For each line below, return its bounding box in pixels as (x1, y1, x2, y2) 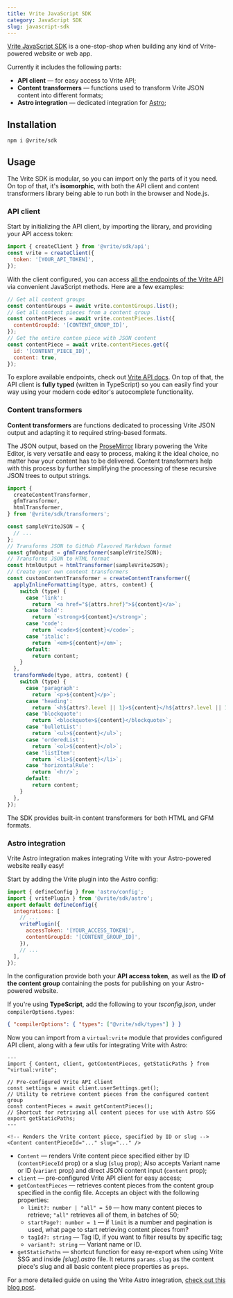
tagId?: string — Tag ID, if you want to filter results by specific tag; (27, 1233, 223, 1241)
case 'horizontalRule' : (25, 762, 95, 769)
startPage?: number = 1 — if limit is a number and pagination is (27, 1218, 213, 1226)
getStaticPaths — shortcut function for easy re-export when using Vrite (17, 1248, 223, 1256)
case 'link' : (25, 594, 64, 601)
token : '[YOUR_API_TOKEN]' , (13, 256, 95, 263)
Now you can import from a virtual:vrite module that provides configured (7, 1033, 223, 1042)
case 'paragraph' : (25, 684, 79, 691)
